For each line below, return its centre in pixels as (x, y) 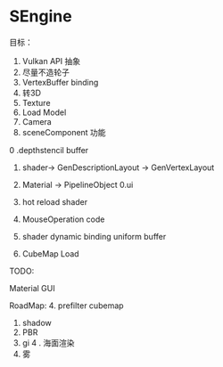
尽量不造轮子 (45, 72)
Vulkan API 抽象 (51, 61)
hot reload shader (55, 201)
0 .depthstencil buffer (49, 150)
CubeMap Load (50, 253)
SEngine (41, 16)
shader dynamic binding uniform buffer (94, 236)
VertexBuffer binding (60, 82)
